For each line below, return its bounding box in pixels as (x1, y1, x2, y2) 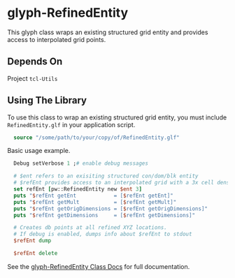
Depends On (7, 56, 63, 68)
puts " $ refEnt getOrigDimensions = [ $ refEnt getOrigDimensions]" (13, 205, 208, 212)
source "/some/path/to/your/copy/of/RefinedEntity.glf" (13, 134, 180, 141)
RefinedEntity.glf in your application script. (7, 120, 136, 129)
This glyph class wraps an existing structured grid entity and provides (7, 28, 208, 36)
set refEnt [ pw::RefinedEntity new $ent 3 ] (13, 186, 142, 193)
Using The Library (7, 94, 87, 106)
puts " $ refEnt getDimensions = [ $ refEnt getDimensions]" (13, 212, 196, 219)
